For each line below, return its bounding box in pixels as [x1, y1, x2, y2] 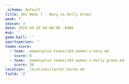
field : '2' [5, 72, 28, 77]
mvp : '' [5, 30, 21, 35]
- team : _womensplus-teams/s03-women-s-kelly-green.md [9, 58, 125, 63]
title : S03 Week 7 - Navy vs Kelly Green [5, 12, 92, 17]
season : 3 [5, 21, 26, 26]
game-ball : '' [5, 35, 34, 40]
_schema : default [5, 7, 41, 12]
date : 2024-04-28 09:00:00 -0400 [5, 26, 74, 31]
